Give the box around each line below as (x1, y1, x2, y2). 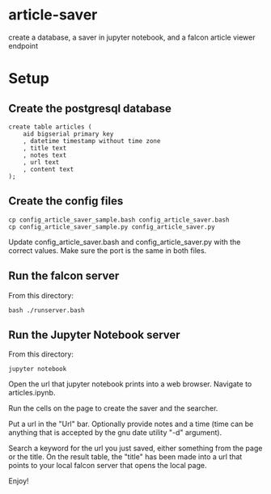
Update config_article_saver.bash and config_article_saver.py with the (8, 237, 241, 247)
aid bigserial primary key (23, 129, 114, 138)
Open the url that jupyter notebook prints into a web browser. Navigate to (8, 379, 252, 389)
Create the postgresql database (8, 101, 171, 115)
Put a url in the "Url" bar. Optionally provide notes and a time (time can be (8, 419, 254, 429)
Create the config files (8, 194, 124, 208)
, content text (23, 165, 74, 173)
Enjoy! (8, 476, 30, 486)
